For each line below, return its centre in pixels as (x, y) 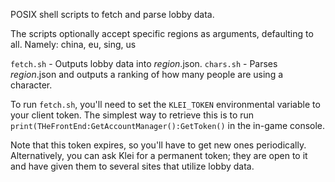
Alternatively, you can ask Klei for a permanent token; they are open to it (159, 155)
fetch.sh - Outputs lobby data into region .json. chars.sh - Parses (144, 63)
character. (31, 85)
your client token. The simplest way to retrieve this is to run (132, 115)
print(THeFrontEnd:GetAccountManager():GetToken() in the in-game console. (168, 125)
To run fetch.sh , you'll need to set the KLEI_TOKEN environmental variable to (165, 104)
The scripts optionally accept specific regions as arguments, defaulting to (162, 33)
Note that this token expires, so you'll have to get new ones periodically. (158, 145)
